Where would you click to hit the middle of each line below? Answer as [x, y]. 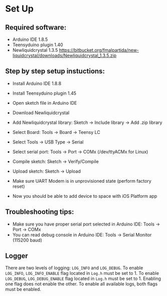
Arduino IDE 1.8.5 [30, 39]
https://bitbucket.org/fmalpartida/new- [99, 50]
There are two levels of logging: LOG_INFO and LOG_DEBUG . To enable [74, 268]
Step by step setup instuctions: [55, 71]
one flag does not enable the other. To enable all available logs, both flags [81, 284]
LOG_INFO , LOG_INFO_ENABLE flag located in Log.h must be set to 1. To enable [82, 273]
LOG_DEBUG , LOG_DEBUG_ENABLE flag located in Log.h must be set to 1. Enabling [83, 279]
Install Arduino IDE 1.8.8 [37, 83]
